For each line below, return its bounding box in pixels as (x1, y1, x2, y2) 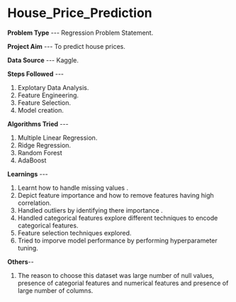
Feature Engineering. (17, 91, 79, 99)
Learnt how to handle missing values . (17, 183, 129, 192)
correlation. (17, 198, 52, 207)
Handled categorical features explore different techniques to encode (17, 213, 218, 222)
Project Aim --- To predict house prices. (7, 42, 126, 50)
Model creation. (17, 106, 64, 114)
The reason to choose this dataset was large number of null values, (17, 271, 215, 279)
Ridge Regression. (17, 140, 72, 150)
